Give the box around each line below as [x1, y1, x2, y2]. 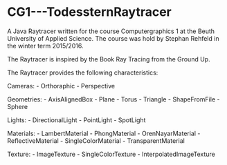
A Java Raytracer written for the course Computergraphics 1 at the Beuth [7, 27, 215, 35]
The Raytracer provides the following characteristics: [7, 68, 158, 77]
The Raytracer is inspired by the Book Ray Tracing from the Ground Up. [7, 55, 210, 63]
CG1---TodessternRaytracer [7, 4, 172, 20]
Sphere [7, 102, 28, 110]
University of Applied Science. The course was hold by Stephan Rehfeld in [7, 34, 219, 42]
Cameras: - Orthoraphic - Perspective [7, 81, 116, 90]
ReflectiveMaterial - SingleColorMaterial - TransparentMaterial [7, 136, 185, 145]
